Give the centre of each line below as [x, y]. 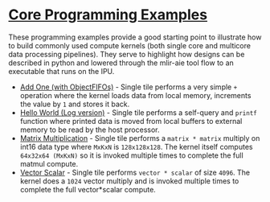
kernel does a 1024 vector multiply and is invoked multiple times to [129, 181]
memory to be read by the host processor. [90, 130]
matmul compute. [49, 163]
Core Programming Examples [108, 15]
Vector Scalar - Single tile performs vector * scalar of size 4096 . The [135, 172]
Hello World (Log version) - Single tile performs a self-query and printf [138, 112]
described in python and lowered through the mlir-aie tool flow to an [121, 63]
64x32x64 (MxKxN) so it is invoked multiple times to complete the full [131, 155]
